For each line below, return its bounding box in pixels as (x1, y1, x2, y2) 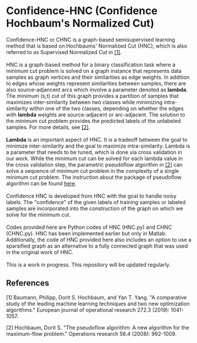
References (6, 278, 49, 288)
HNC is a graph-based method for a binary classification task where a (6, 61, 176, 68)
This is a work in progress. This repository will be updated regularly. (6, 261, 171, 268)
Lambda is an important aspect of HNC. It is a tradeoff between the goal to (6, 136, 188, 143)
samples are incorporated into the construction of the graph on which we (6, 205, 183, 212)
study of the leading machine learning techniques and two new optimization (6, 300, 190, 307)
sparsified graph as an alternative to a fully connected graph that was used (6, 242, 188, 249)
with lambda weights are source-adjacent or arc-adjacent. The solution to (6, 111, 185, 118)
